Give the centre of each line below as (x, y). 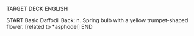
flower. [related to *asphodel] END (49, 27)
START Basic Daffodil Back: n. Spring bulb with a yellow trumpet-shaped (97, 20)
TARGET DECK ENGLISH (37, 9)
